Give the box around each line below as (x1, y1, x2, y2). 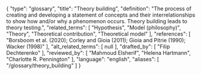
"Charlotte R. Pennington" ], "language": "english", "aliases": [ (6, 56, 160, 62)
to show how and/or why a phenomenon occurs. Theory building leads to (6, 18, 188, 24)
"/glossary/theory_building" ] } (6, 62, 81, 69)
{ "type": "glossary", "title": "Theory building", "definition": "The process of (6, 5, 192, 12)
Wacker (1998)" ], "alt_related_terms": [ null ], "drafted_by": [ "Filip (6, 43, 170, 50)
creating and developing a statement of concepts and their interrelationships (6, 11, 196, 18)
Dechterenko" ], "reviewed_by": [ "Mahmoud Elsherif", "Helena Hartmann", (6, 49, 191, 56)
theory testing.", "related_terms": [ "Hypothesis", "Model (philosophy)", (6, 24, 181, 31)
